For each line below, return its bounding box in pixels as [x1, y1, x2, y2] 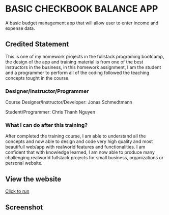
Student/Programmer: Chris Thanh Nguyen [5, 109, 96, 115]
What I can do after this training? [5, 121, 88, 128]
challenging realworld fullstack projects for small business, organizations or [5, 155, 164, 161]
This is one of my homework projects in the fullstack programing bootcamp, [5, 53, 164, 59]
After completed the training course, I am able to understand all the [5, 133, 146, 139]
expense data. [5, 25, 35, 31]
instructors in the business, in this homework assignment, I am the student [5, 64, 161, 70]
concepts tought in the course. [5, 75, 70, 81]
